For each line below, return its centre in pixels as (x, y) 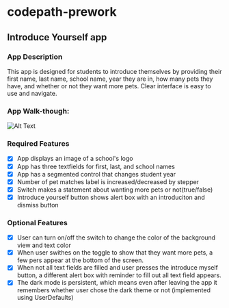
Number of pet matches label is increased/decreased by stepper (108, 181)
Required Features (38, 144)
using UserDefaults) (45, 298)
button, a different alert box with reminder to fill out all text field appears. (119, 275)
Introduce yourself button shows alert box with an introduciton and (111, 197)
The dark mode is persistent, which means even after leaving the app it (117, 283)
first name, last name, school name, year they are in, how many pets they (110, 79)
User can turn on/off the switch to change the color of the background (116, 238)
